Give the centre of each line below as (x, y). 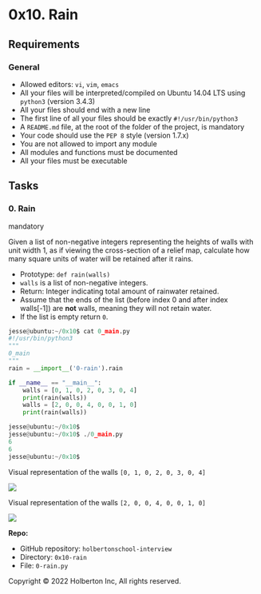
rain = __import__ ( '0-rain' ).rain (66, 368)
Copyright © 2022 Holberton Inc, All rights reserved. (95, 580)
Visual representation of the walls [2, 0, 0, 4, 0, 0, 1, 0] (107, 502)
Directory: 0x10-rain (53, 556)
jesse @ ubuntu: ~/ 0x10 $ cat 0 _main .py (69, 331)
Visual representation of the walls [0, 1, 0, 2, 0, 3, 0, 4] (107, 472)
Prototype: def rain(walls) (65, 274)
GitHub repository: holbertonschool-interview (96, 548)
